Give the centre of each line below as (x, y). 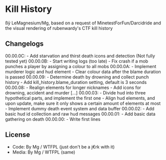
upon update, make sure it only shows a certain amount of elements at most (83, 103)
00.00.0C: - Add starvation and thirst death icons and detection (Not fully (80, 56)
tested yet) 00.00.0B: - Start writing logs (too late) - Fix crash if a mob (77, 61)
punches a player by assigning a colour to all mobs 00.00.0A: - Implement (81, 66)
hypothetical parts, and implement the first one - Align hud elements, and (80, 98)
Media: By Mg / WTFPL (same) (44, 152)
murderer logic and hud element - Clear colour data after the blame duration (83, 72)
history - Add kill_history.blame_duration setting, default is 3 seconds (76, 82)
